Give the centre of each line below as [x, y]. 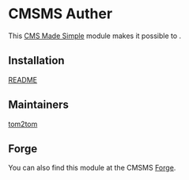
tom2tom [23, 124]
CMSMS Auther [60, 14]
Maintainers [39, 105]
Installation [36, 61]
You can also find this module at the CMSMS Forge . [92, 168]
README [23, 79]
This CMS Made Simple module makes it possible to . [95, 36]
